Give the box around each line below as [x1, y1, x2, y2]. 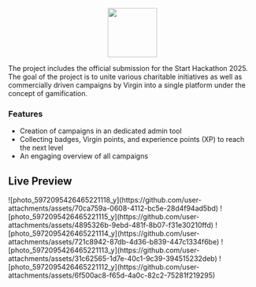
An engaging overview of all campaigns [19, 151, 148, 161]
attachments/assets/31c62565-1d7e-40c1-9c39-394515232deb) [8, 254, 218, 263]
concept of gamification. [8, 89, 88, 98]
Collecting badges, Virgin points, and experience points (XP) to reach [19, 135, 245, 144]
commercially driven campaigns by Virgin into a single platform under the [8, 80, 246, 90]
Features [8, 108, 43, 119]
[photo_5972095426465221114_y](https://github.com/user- [8, 229, 200, 238]
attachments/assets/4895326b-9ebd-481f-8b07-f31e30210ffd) [8, 221, 214, 230]
